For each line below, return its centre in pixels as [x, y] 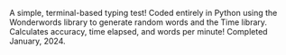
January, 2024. [37, 41]
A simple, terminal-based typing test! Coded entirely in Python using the [143, 13]
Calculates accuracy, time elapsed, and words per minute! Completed [138, 31]
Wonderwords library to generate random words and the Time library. [138, 22]
